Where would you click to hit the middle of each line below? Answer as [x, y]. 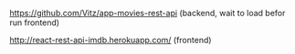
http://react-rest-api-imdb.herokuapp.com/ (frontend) [111, 40]
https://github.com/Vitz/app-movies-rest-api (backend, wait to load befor [147, 13]
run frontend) [35, 22]
